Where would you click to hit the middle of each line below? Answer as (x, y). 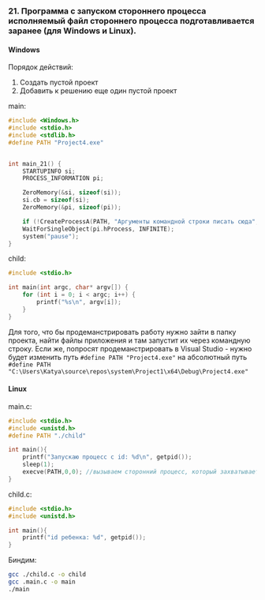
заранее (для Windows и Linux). (72, 31)
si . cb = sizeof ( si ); (56, 200)
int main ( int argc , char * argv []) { (68, 287)
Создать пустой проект (59, 82)
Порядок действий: (41, 67)
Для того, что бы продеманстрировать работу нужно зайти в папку (122, 332)
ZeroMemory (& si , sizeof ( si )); (72, 193)
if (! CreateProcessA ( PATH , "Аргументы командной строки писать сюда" (139, 221)
